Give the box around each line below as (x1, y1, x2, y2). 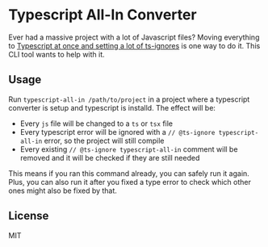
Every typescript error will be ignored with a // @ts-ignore (19, 127, 216, 136)
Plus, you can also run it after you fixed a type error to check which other (8, 177, 252, 186)
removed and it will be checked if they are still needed (19, 153, 200, 162)
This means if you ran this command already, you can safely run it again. (8, 168, 250, 178)
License (8, 209, 49, 223)
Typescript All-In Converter (8, 6, 197, 24)
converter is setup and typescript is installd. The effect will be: (8, 103, 216, 112)
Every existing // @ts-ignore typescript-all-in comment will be (19, 144, 238, 154)
